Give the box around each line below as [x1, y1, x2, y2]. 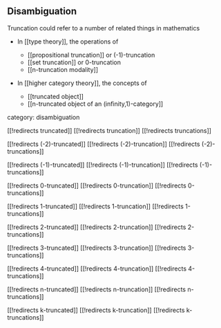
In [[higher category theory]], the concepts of [17, 79, 147, 87]
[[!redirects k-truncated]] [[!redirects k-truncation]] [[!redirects [7, 306, 185, 314]
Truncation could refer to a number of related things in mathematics [7, 24, 200, 32]
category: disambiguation [7, 113, 80, 121]
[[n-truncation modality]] [27, 65, 99, 73]
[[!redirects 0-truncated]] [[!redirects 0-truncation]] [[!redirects [7, 181, 186, 190]
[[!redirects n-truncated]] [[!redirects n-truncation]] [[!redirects [7, 285, 186, 293]
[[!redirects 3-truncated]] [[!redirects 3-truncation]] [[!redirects [7, 244, 186, 252]
